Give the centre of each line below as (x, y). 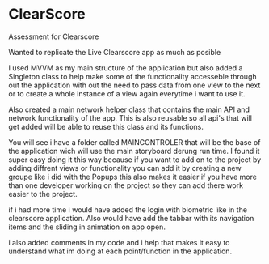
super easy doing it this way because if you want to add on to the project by (135, 160)
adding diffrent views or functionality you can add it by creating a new (125, 168)
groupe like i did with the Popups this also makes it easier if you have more (132, 177)
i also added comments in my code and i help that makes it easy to (119, 242)
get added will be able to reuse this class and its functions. (106, 126)
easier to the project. (43, 194)
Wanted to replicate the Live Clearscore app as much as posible (115, 52)
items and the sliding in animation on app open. (87, 227)
